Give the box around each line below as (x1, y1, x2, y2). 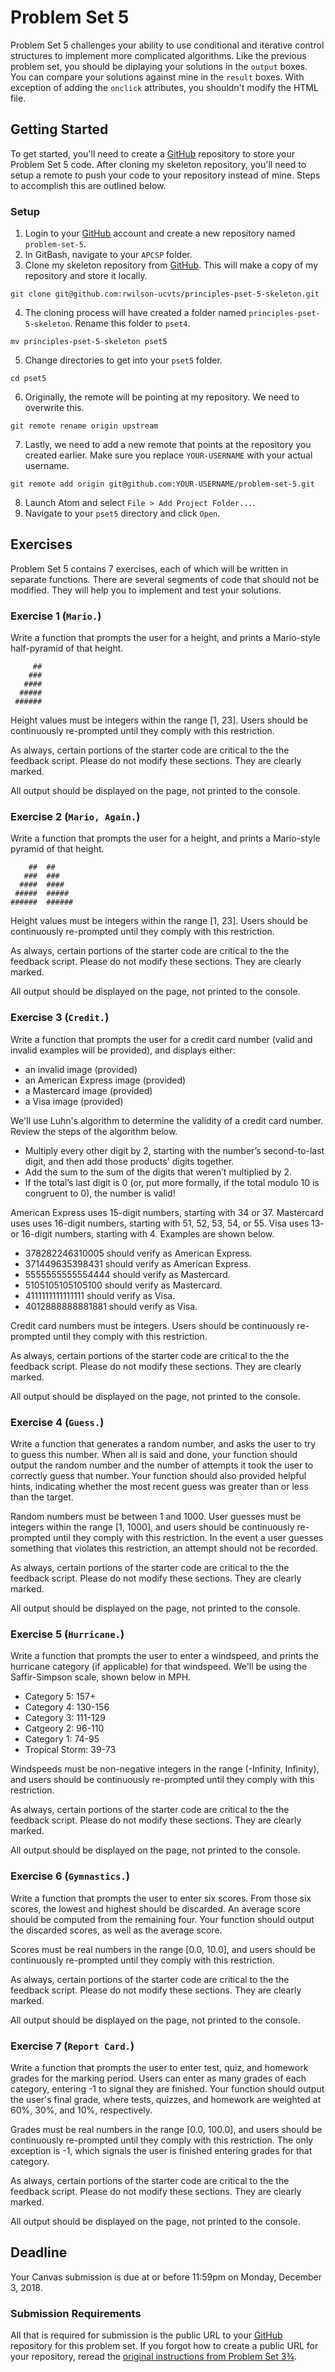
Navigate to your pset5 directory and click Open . (24, 507, 221, 520)
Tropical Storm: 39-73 (24, 1744, 117, 1756)
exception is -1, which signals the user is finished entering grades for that (10, 2144, 313, 2156)
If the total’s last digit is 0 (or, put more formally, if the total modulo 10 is (24, 1176, 320, 1188)
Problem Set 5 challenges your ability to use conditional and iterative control (10, 39, 325, 51)
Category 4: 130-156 (24, 1701, 110, 1713)
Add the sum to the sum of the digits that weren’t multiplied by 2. (24, 1166, 293, 1178)
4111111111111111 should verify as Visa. (24, 1289, 176, 1301)
